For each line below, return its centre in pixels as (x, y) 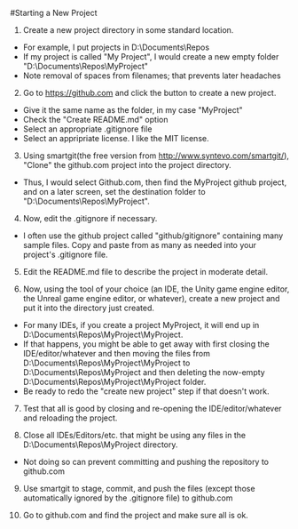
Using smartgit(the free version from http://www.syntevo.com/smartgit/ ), (156, 156)
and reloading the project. (70, 418)
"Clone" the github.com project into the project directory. (127, 165)
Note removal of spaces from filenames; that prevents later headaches (152, 76)
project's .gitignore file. (65, 254)
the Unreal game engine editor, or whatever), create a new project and (151, 298)
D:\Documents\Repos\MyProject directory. (100, 445)
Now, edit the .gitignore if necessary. (90, 218)
